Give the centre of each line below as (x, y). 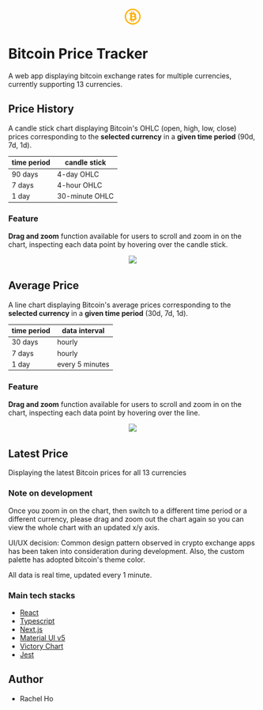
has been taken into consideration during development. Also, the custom (126, 551)
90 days (25, 174)
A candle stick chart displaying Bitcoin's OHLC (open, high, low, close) (122, 128)
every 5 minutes (83, 364)
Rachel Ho (36, 698)
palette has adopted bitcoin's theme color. (77, 560)
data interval (83, 331)
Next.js (31, 629)
